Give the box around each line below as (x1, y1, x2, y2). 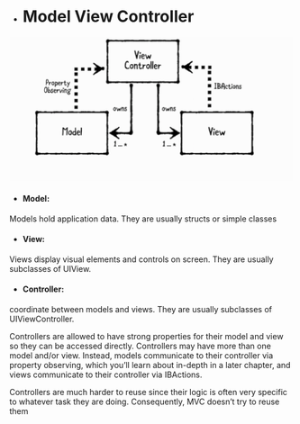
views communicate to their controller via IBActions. (9, 369, 203, 380)
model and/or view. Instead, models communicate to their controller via (9, 349, 274, 361)
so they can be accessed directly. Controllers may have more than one (9, 340, 272, 351)
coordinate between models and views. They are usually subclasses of (9, 303, 273, 314)
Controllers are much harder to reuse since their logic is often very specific (9, 386, 288, 397)
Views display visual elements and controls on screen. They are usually (9, 254, 274, 265)
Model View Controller (22, 6, 195, 27)
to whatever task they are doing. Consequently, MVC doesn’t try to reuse (9, 396, 280, 407)
